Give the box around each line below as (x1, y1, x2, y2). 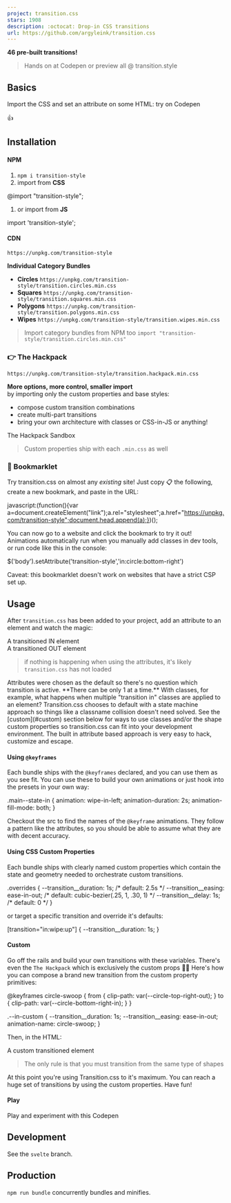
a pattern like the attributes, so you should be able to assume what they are (7, 824, 221, 832)
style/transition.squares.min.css (17, 295, 117, 302)
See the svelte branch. (7, 1150, 73, 1158)
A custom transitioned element (7, 1046, 94, 1055)
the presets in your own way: (7, 783, 90, 791)
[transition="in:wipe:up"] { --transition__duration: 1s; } (7, 925, 160, 933)
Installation (7, 136, 57, 148)
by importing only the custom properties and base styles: (7, 390, 170, 398)
